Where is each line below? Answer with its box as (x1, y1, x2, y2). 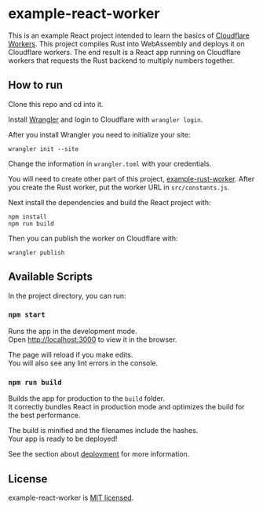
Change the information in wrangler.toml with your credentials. (8, 159, 212, 168)
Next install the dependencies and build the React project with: (8, 197, 211, 207)
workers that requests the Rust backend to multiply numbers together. (8, 56, 235, 65)
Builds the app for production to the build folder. (8, 394, 166, 403)
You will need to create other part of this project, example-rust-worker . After (8, 174, 255, 183)
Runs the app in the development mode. (8, 326, 137, 336)
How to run (8, 79, 64, 92)
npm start (8, 310, 46, 319)
